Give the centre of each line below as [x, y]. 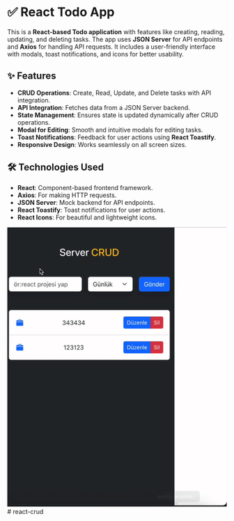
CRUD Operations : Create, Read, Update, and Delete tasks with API [114, 93]
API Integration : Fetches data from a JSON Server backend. [103, 107]
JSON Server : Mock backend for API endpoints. [86, 202]
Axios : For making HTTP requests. [67, 195]
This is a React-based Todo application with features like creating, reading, [116, 31]
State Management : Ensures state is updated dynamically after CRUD [118, 115]
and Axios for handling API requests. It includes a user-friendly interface [111, 47]
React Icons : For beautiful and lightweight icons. [87, 217]
